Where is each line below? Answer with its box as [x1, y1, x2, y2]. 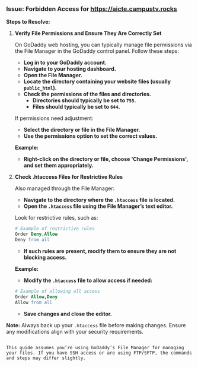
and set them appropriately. [23, 162, 94, 169]
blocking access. [23, 254, 67, 261]
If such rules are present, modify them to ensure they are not [23, 247, 177, 254]
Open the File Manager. [23, 72, 83, 79]
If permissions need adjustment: [14, 115, 94, 122]
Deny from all [14, 237, 50, 243]
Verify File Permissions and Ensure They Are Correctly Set [14, 30, 162, 37]
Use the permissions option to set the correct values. [23, 132, 158, 140]
